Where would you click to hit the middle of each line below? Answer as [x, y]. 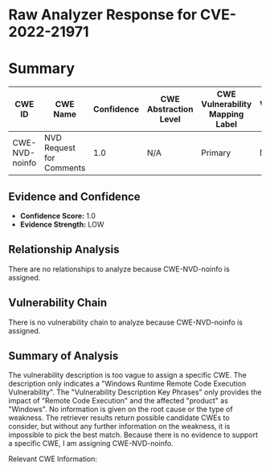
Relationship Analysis [64, 249]
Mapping [226, 114]
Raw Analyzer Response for [103, 15]
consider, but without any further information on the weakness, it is [119, 427]
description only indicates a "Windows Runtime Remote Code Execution [127, 384]
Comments [65, 168]
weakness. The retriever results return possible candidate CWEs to [119, 418]
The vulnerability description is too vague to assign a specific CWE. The [127, 375]
